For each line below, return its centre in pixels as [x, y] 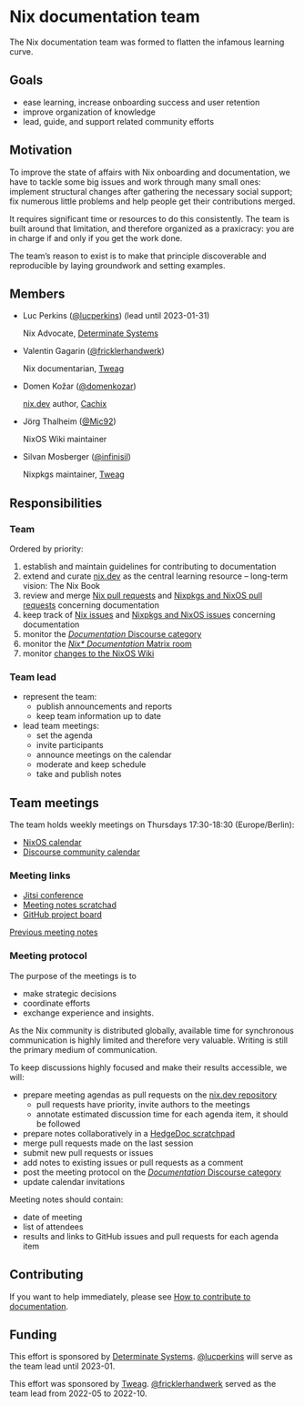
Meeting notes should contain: [66, 1199]
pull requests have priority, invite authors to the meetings [143, 1104]
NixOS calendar [52, 843]
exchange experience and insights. [88, 1013]
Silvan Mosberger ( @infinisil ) [77, 457]
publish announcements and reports [104, 706]
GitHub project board [62, 915]
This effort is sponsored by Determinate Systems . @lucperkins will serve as [151, 1357]
